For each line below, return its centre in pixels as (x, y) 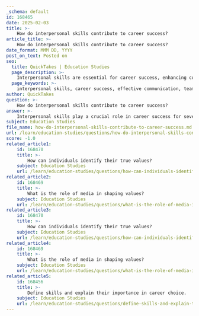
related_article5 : (29, 276)
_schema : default (28, 12)
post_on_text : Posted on (37, 56)
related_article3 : (29, 210)
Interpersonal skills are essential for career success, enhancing (102, 78)
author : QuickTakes (30, 94)
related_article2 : (29, 177)
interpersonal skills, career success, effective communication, (99, 89)
